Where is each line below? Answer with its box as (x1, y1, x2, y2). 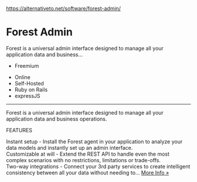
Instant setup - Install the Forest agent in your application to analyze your (6, 138, 183, 145)
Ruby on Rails (14, 86, 48, 93)
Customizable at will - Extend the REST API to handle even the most (6, 150, 170, 157)
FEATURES (6, 126, 33, 133)
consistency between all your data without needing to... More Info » (6, 169, 169, 176)
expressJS (14, 92, 40, 99)
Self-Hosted (14, 80, 44, 87)
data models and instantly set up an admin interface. (6, 144, 133, 151)
